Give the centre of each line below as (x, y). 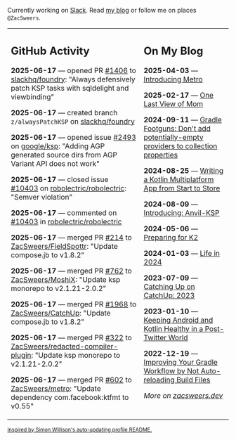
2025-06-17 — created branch (64, 112)
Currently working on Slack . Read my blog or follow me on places (102, 10)
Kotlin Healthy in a (173, 328)
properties (160, 155)
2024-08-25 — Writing (184, 170)
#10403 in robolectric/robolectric (66, 221)
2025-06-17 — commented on (64, 212)
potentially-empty (173, 137)
